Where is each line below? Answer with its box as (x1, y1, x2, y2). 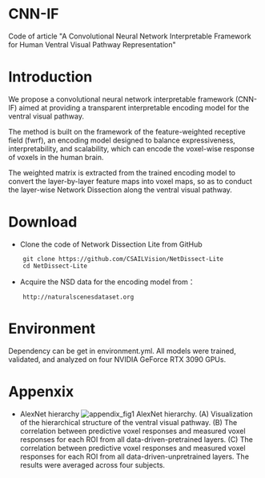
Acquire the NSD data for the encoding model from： (19, 277, 195, 287)
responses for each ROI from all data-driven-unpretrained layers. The (19, 452, 250, 461)
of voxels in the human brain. (8, 152, 104, 162)
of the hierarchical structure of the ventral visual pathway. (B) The (19, 417, 238, 427)
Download (8, 213, 78, 231)
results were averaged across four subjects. (19, 460, 166, 469)
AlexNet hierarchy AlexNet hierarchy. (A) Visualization (19, 409, 254, 419)
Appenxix (8, 382, 74, 400)
